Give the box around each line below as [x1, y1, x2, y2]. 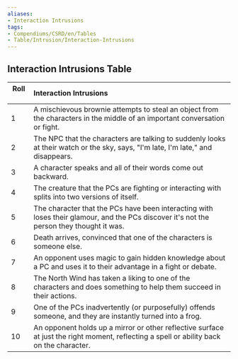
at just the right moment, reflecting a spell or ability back [33, 331, 221, 341]
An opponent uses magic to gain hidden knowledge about [33, 252, 226, 262]
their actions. [33, 290, 77, 300]
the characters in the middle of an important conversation [33, 113, 225, 123]
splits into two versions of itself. [33, 192, 140, 201]
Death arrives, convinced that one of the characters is [33, 233, 212, 242]
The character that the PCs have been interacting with [33, 203, 214, 213]
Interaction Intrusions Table [7, 63, 132, 75]
